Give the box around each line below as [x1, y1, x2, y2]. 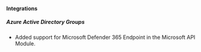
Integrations [6, 5, 38, 12]
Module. [14, 39, 36, 47]
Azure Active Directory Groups [6, 19, 85, 26]
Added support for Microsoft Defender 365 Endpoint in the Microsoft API [14, 33, 196, 41]
